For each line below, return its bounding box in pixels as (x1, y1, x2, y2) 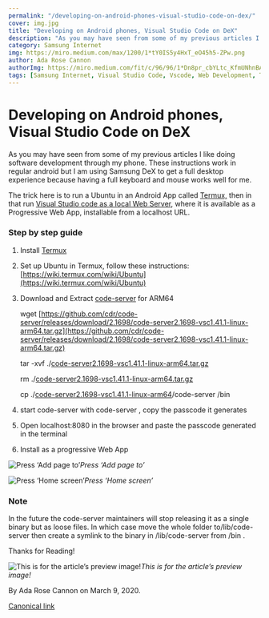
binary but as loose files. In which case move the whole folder (8, 522, 213, 532)
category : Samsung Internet (8, 42, 102, 50)
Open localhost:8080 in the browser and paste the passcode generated (19, 420, 256, 430)
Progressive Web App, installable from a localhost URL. (8, 207, 191, 217)
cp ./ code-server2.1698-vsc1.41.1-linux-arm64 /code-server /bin (19, 389, 231, 399)
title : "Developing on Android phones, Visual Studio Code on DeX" (8, 26, 239, 34)
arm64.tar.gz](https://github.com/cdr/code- (19, 326, 165, 335)
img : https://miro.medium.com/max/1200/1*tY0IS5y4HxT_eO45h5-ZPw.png (8, 49, 246, 57)
